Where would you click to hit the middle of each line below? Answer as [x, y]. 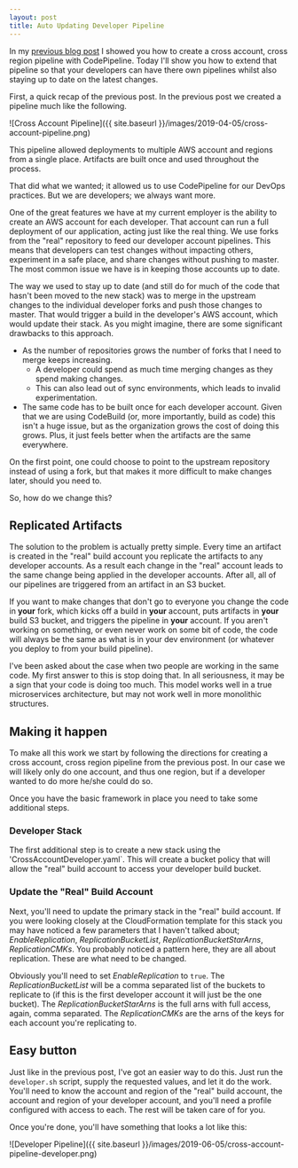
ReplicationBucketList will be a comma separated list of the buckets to [137, 984]
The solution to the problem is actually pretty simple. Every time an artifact [145, 547]
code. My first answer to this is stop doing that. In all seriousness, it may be [147, 676]
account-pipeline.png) [50, 132]
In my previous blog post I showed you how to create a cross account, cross [149, 51]
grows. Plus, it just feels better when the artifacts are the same [136, 435]
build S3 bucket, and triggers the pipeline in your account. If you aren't [139, 621]
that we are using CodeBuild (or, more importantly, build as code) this [149, 416]
